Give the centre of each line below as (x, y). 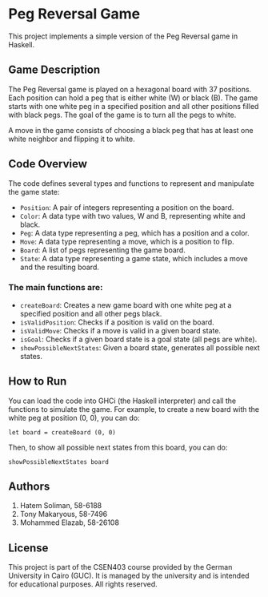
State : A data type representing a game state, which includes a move (134, 258)
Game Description (54, 70)
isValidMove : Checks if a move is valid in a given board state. (120, 330)
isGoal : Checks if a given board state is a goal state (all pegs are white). (138, 339)
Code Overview (48, 164)
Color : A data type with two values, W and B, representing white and (132, 216)
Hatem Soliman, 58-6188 (61, 506)
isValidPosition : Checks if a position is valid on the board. (117, 322)
